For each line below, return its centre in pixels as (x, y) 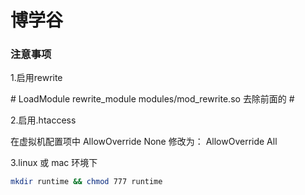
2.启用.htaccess (43, 120)
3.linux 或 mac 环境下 (54, 163)
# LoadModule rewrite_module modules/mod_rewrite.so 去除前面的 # (152, 99)
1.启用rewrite (36, 78)
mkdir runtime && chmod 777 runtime (86, 182)
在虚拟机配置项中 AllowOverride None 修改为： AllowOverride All (144, 142)
